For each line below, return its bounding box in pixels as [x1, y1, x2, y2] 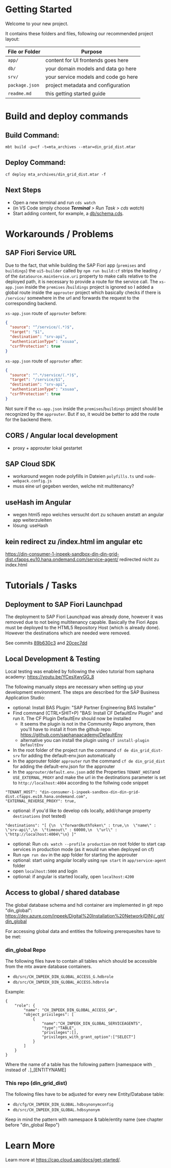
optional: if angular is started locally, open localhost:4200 [12, 873, 134, 879]
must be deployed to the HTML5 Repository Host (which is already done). [5, 625, 160, 631]
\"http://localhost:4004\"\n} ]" [5, 832, 77, 837]
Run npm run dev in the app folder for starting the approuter [12, 852, 138, 858]
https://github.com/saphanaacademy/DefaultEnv [20, 731, 123, 738]
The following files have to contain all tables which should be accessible [5, 958, 157, 964]
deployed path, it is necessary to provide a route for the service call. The [5, 278, 158, 285]
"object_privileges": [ [23, 1012, 74, 1017]
